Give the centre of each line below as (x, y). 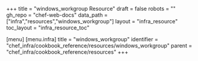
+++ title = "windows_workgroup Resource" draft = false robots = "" (91, 9)
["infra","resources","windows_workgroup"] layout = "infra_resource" (92, 21)
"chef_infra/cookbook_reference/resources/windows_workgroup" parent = (99, 45)
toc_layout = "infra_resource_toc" (48, 28)
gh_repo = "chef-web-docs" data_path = (57, 15)
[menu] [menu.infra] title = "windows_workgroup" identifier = (82, 39)
